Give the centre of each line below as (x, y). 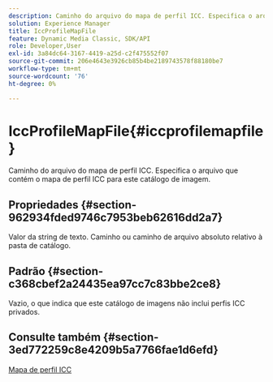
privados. (24, 312)
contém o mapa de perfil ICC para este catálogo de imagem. (110, 179)
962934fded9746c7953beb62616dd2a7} (116, 217)
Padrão (27, 271)
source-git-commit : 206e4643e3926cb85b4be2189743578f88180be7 (116, 62)
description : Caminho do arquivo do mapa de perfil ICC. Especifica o (130, 16)
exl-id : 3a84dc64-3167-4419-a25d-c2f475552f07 (89, 54)
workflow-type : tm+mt (45, 69)
